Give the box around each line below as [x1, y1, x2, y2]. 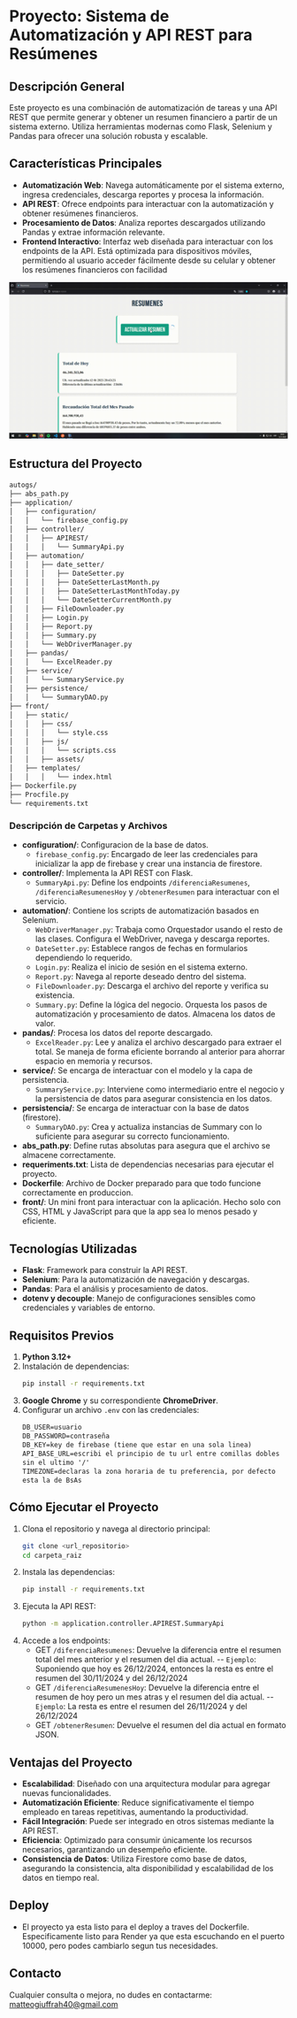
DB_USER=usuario [21, 1423, 82, 1431]
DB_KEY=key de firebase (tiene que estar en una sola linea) [21, 1440, 253, 1449]
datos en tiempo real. [21, 1873, 100, 1884]
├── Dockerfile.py [9, 781, 77, 791]
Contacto [9, 1966, 62, 1981]
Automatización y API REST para [9, 25, 254, 45]
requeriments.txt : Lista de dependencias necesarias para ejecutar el [21, 1159, 274, 1170]
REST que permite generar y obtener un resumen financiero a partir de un [9, 112, 278, 122]
